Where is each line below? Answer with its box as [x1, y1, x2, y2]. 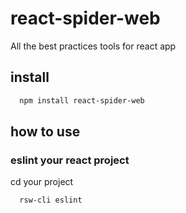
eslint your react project [10, 153, 130, 167]
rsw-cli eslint [19, 195, 83, 206]
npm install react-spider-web [19, 95, 145, 106]
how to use [10, 123, 81, 141]
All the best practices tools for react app [10, 40, 177, 52]
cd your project [10, 176, 74, 188]
